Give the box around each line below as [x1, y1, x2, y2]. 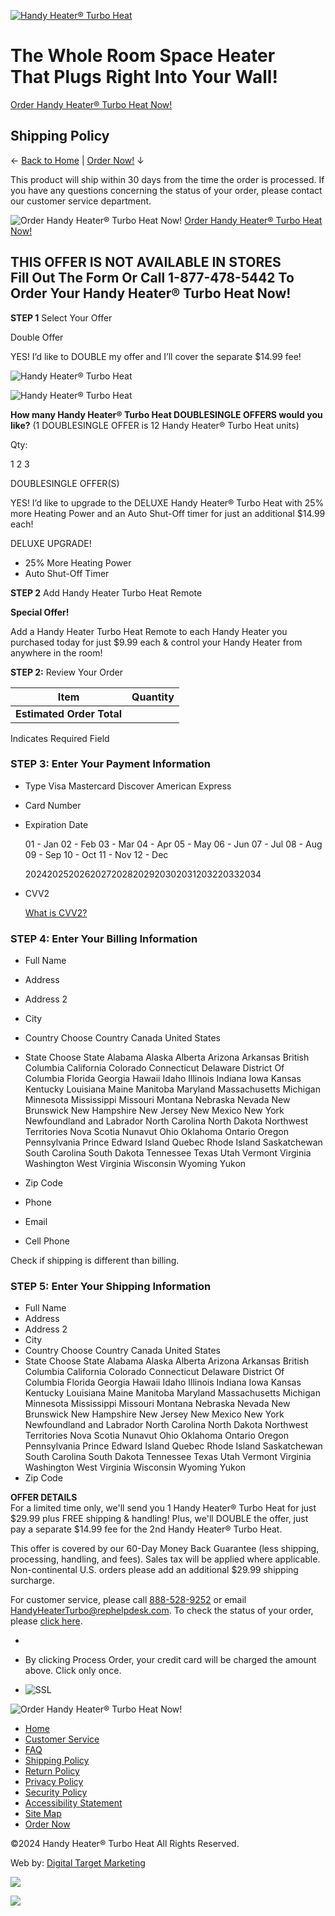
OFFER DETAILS [10, 1491, 78, 1504]
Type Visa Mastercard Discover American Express [24, 780, 232, 792]
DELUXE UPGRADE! [10, 537, 92, 549]
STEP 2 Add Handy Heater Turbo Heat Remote [10, 586, 203, 599]
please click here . [10, 1615, 83, 1627]
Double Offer [10, 331, 64, 343]
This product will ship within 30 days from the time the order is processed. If [10, 173, 325, 185]
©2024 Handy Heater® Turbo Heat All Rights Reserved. [10, 1838, 240, 1850]
